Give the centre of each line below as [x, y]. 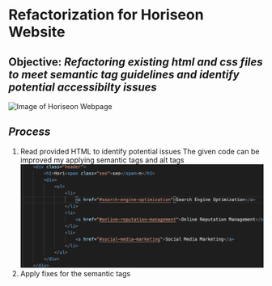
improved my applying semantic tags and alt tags [102, 160]
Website [37, 32]
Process [30, 132]
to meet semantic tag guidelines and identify [124, 74]
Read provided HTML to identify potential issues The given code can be [140, 151]
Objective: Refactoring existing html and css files [136, 62]
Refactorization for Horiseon [106, 15]
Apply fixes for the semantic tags [75, 273]
